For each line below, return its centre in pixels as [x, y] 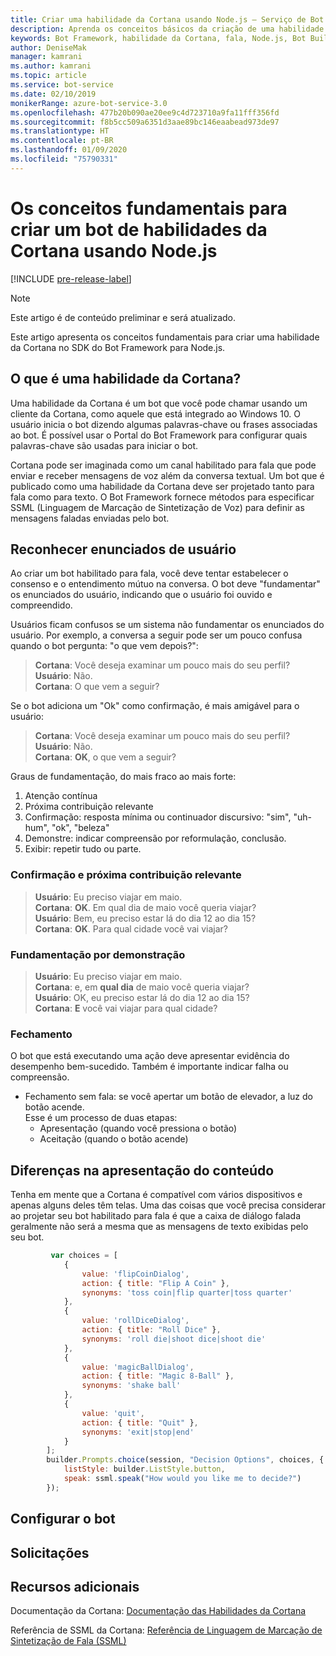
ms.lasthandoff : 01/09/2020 [69, 150]
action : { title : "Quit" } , [140, 1422]
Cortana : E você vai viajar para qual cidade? [126, 1008]
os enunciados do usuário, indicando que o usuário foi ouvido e [141, 595]
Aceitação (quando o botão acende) [114, 1139]
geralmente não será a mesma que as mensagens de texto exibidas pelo [159, 1227]
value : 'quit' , [113, 1413]
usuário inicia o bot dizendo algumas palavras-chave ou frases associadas [164, 424]
